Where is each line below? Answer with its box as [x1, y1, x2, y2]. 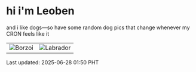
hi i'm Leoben [6, 4, 75, 18]
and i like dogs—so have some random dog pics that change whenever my [6, 24, 190, 31]
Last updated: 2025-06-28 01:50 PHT [6, 58, 99, 66]
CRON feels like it [6, 30, 50, 37]
